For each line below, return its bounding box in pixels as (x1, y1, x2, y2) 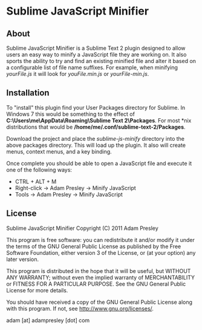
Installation (6, 88, 50, 98)
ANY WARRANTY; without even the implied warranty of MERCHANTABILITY (6, 274, 195, 281)
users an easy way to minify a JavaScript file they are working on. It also (6, 51, 187, 58)
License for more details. (6, 286, 68, 294)
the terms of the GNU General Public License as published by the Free (6, 243, 181, 250)
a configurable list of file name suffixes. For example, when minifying (6, 64, 178, 71)
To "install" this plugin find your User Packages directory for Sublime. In (6, 104, 186, 111)
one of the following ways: (6, 166, 73, 173)
